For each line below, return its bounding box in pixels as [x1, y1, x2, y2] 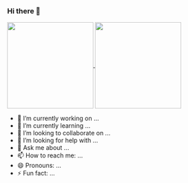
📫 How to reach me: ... [17, 151, 83, 160]
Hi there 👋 [7, 6, 41, 16]
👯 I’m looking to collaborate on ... [17, 129, 111, 137]
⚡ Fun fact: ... [17, 169, 55, 177]
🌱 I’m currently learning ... [17, 122, 91, 130]
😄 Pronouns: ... [17, 162, 62, 170]
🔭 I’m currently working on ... [17, 114, 99, 123]
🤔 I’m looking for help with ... [17, 136, 98, 144]
